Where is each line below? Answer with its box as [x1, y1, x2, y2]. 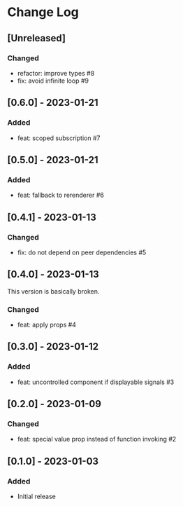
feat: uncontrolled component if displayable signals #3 [17, 378, 175, 386]
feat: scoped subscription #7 [17, 134, 101, 142]
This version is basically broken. [7, 287, 100, 295]
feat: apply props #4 [17, 320, 77, 329]
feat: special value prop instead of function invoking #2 [17, 435, 177, 444]
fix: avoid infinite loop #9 [17, 76, 89, 85]
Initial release [17, 492, 56, 501]
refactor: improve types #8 [17, 69, 95, 77]
